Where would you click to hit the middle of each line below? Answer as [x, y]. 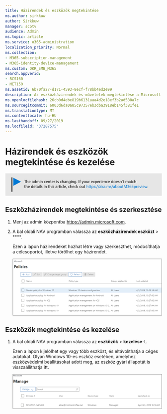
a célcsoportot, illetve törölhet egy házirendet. [59, 251]
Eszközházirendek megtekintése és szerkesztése [83, 210]
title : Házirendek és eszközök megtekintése [52, 10]
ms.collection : [21, 52]
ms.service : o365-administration [40, 42]
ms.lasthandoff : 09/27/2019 [34, 121]
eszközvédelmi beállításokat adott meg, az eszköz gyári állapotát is [81, 362]
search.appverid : [23, 74]
